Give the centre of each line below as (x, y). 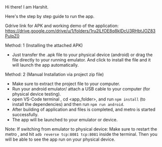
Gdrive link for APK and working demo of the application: (62, 26)
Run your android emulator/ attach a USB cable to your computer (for (81, 89)
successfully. (25, 115)
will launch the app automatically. (45, 65)
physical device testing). (37, 94)
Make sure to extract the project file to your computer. (66, 84)
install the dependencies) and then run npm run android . (68, 104)
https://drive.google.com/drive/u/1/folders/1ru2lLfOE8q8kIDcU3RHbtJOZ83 (80, 31)
